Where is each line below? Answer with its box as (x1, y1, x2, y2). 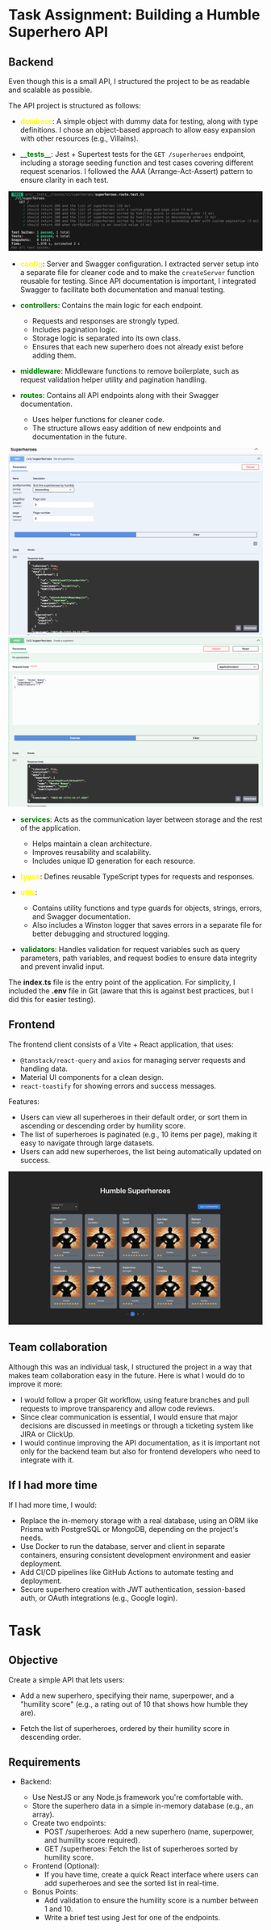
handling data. (19, 1064, 69, 1073)
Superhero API (8, 23, 109, 41)
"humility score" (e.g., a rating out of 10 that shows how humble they (19, 1699, 248, 1708)
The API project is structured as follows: (8, 101, 141, 110)
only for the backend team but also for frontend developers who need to (19, 1446, 261, 1456)
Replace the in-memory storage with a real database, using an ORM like (19, 1515, 259, 1526)
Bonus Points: (31, 1887, 78, 1897)
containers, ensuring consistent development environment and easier (19, 1550, 252, 1560)
